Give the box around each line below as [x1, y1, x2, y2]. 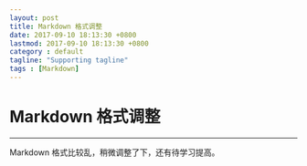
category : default [9, 47, 84, 57]
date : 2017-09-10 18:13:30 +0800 [9, 30, 137, 39]
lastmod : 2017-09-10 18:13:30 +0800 [9, 38, 149, 48]
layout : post [9, 13, 59, 23]
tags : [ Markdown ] [9, 65, 79, 74]
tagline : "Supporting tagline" [9, 56, 129, 65]
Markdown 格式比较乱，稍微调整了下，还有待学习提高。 [9, 147, 220, 158]
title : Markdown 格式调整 [9, 22, 103, 31]
